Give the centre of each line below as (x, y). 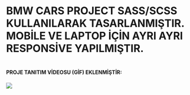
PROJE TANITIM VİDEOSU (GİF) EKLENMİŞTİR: (64, 73)
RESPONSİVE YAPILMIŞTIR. (75, 49)
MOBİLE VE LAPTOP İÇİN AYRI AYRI (94, 36)
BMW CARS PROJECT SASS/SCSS (92, 11)
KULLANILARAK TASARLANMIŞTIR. (95, 23)
